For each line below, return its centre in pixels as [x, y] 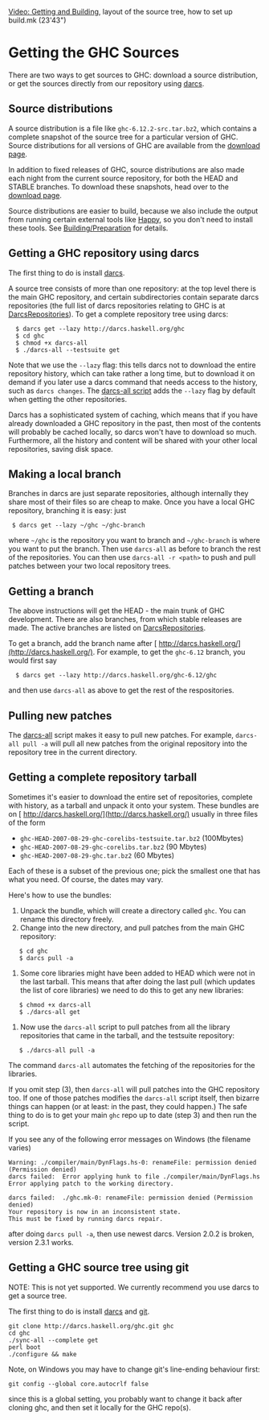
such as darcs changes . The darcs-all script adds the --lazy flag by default [132, 391]
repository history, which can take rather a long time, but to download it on [132, 373]
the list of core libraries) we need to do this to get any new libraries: [132, 990]
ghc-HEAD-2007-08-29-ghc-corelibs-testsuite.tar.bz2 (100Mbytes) [132, 838]
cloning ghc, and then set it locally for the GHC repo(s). [100, 1407]
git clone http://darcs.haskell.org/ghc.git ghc [91, 1326]
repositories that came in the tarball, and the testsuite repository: [127, 1035]
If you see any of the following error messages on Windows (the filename [130, 1139]
